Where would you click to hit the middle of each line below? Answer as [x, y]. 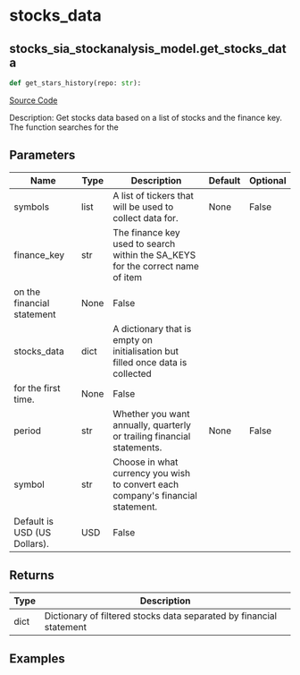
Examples [37, 658]
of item [128, 277]
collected [132, 373]
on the [27, 292]
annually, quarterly [152, 424]
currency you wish [151, 473]
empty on [133, 339]
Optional [267, 180]
